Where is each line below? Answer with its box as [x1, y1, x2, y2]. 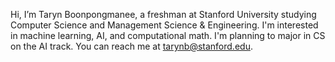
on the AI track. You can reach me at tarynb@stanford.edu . [10, 40, 253, 52]
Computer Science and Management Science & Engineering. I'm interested [10, 19, 319, 31]
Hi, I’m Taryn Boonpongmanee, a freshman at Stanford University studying [10, 9, 317, 20]
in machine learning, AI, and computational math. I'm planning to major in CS [10, 30, 326, 41]
